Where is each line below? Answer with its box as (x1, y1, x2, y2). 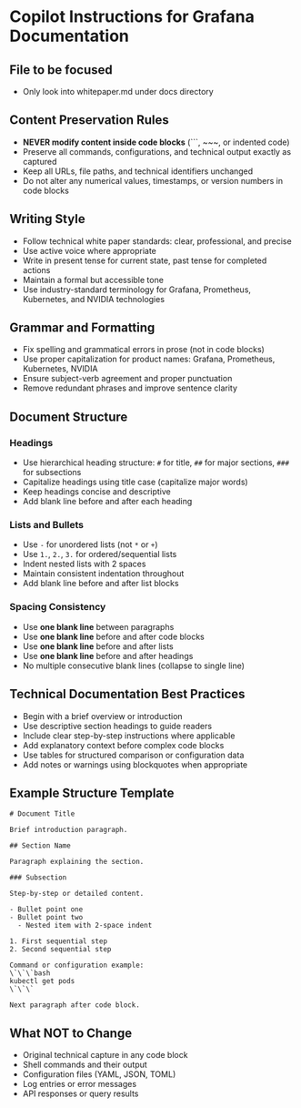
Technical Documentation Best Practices (9, 686, 246, 702)
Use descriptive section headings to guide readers (22, 720, 212, 731)
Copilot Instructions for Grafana (9, 6, 255, 27)
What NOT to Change (9, 1025, 133, 1041)
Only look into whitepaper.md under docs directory (22, 86, 214, 97)
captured (22, 156, 57, 167)
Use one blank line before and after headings (22, 650, 194, 661)
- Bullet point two (9, 913, 84, 922)
